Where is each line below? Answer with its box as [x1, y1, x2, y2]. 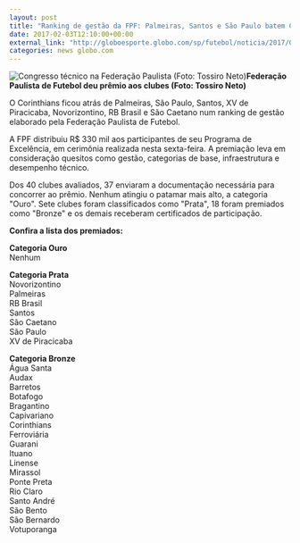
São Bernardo [9, 514, 61, 525]
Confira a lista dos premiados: [9, 225, 123, 237]
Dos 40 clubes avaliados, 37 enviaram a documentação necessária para [9, 180, 275, 190]
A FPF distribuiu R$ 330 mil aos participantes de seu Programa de [9, 134, 253, 145]
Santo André [9, 496, 55, 506]
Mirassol [9, 467, 41, 478]
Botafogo [9, 391, 44, 402]
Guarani [9, 439, 38, 449]
